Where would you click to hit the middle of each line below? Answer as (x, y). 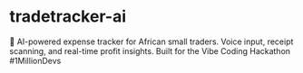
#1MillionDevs (35, 60)
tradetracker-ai (68, 17)
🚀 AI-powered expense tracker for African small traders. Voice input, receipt (151, 41)
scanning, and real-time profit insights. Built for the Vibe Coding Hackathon (150, 50)
